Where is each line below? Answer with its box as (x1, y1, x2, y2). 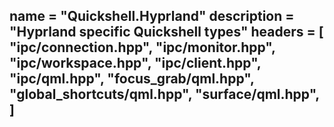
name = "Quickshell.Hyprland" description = (9, 8, 295, 25)
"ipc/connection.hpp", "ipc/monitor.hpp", (9, 39, 276, 56)
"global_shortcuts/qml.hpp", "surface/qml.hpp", (9, 86, 320, 103)
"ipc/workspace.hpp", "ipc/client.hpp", (9, 55, 262, 72)
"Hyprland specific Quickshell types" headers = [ (9, 24, 324, 41)
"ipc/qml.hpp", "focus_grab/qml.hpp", (9, 70, 255, 88)
